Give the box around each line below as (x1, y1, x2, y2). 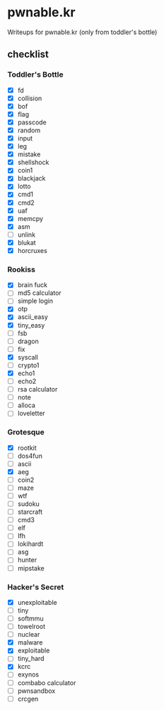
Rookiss (7, 264, 35, 274)
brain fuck (17, 281, 48, 289)
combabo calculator (17, 678, 76, 687)
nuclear (17, 630, 40, 639)
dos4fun (17, 451, 42, 460)
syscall (17, 353, 39, 361)
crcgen (17, 694, 39, 703)
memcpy (17, 214, 44, 222)
